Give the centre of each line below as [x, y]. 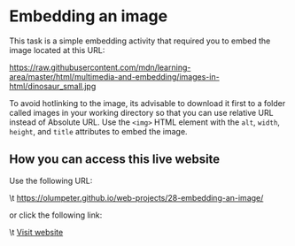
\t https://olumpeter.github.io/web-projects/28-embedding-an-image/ [136, 197]
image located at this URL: [57, 50]
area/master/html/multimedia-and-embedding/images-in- [114, 76]
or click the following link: [56, 215]
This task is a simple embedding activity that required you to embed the [140, 41]
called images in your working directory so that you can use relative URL [141, 112]
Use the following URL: [51, 181]
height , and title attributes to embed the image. [98, 131]
